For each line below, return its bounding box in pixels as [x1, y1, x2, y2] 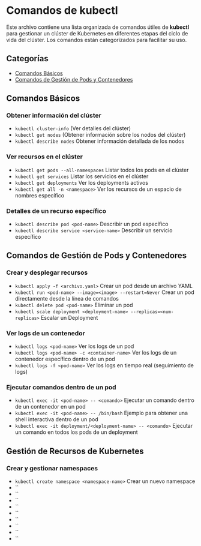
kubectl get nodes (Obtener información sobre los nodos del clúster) [14, 131, 186, 139]
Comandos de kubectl [6, 4, 118, 17]
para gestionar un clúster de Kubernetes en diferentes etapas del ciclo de [6, 29, 188, 37]
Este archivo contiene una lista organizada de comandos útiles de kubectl [6, 23, 190, 31]
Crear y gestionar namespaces [6, 464, 98, 472]
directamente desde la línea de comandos [14, 295, 119, 302]
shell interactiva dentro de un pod [14, 416, 98, 423]
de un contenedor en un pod [14, 403, 86, 410]
